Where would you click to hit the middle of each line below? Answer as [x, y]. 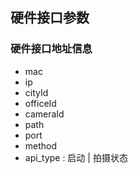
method [41, 145]
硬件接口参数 [50, 18]
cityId [36, 92]
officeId [40, 103]
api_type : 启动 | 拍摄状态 [76, 157]
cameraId [44, 114]
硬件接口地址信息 [51, 49]
